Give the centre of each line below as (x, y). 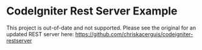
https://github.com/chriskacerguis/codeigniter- (134, 34)
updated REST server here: (40, 34)
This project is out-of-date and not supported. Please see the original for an (101, 28)
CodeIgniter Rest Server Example (92, 11)
